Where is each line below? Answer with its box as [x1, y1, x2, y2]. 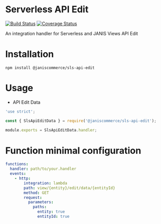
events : [10, 171, 27, 176]
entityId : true [37, 214, 70, 219]
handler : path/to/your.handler [10, 166, 77, 172]
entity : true [37, 209, 65, 214]
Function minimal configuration [5, 145, 142, 156]
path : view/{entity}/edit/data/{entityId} [24, 185, 116, 190]
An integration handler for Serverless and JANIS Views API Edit [5, 30, 138, 36]
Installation [5, 49, 54, 60]
